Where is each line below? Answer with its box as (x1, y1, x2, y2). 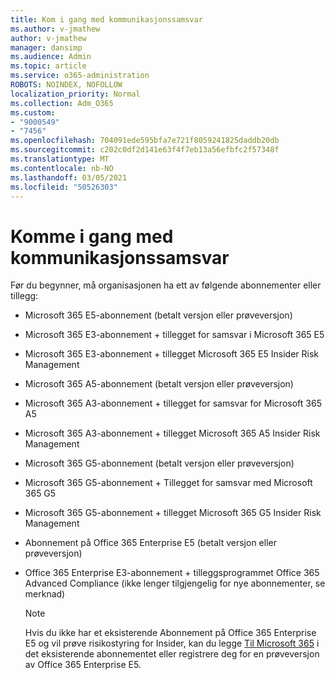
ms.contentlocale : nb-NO (10, 163, 114, 173)
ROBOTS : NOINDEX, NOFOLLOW (10, 80, 123, 90)
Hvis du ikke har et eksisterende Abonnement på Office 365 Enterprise (24, 627, 317, 639)
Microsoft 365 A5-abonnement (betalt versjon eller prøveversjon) (24, 378, 294, 390)
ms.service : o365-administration (10, 71, 150, 81)
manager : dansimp (10, 42, 83, 53)
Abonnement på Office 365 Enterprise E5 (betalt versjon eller (24, 537, 277, 549)
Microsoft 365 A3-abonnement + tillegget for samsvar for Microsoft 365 (24, 397, 322, 410)
